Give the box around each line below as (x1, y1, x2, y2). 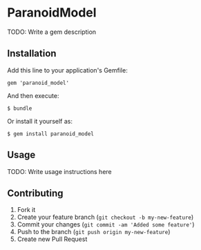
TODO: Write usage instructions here (7, 167, 112, 175)
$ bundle (7, 105, 32, 112)
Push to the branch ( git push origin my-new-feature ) (17, 228, 171, 236)
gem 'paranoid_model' (7, 79, 70, 86)
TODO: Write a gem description (7, 28, 97, 36)
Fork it (17, 206, 36, 214)
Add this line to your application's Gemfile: (7, 66, 128, 74)
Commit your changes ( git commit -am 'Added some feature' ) (17, 220, 195, 229)
